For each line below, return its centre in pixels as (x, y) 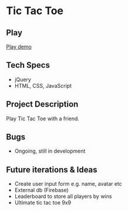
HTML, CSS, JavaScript (43, 85)
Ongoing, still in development (50, 151)
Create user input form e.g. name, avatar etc (68, 184)
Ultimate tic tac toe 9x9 (43, 203)
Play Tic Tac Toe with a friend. (43, 118)
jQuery (23, 79)
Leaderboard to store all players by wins (63, 196)
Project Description (42, 104)
